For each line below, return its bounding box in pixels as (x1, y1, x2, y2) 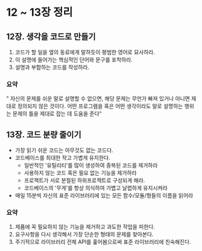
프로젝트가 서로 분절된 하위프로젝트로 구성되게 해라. (24, 177, 145, 184)
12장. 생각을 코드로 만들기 (6, 31, 96, 42)
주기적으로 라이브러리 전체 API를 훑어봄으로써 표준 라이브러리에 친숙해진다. (14, 238, 191, 246)
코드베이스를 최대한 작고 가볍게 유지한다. (14, 154, 110, 162)
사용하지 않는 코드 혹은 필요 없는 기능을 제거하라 (24, 170, 137, 177)
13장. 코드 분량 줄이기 (6, 129, 81, 139)
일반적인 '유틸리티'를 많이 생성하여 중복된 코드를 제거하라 (24, 162, 158, 169)
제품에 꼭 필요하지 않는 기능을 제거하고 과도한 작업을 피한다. (14, 223, 156, 230)
